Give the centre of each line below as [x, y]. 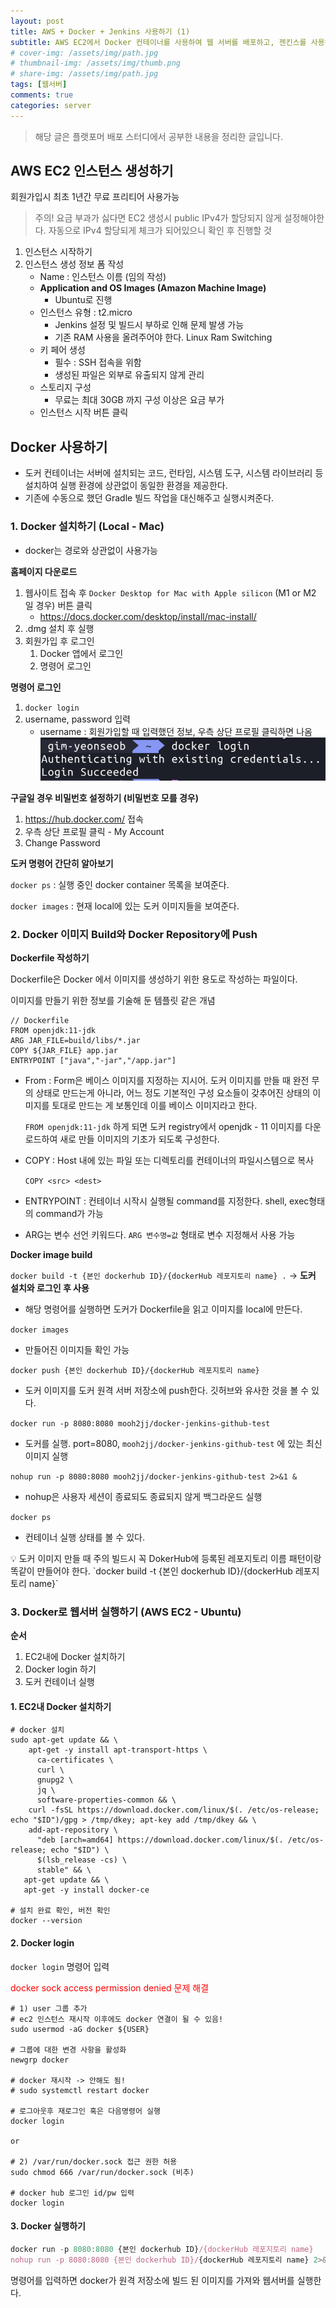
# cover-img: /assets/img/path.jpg [84, 53]
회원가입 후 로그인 [59, 641]
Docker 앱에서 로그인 [81, 653]
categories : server [51, 105]
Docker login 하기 [60, 1669]
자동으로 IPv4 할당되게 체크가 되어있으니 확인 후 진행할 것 [160, 231]
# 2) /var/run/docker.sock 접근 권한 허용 [94, 2161]
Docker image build [51, 1254]
